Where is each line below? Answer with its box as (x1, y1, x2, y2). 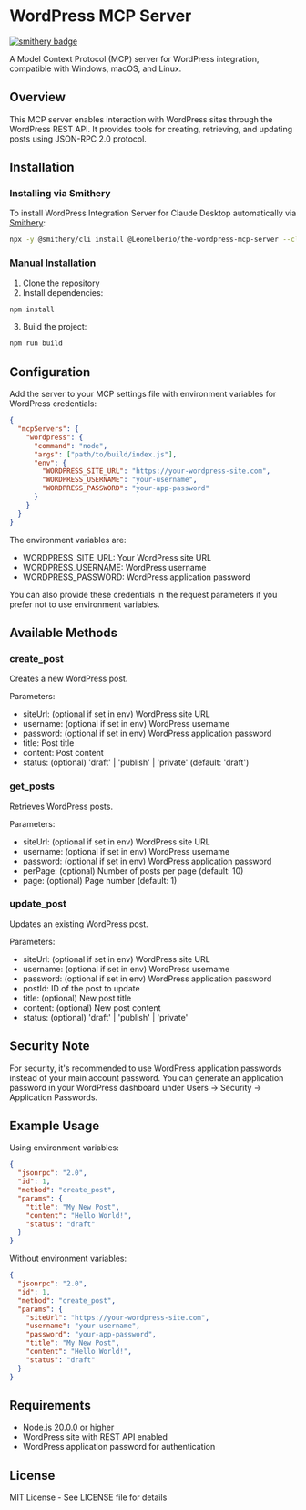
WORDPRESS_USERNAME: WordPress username (22, 561, 207, 572)
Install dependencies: (22, 287, 104, 298)
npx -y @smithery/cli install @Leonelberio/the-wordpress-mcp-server (9, 235, 280, 245)
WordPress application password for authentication (22, 1442, 216, 1452)
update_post (9, 897, 66, 910)
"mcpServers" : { (17, 425, 79, 434)
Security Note (9, 1038, 90, 1054)
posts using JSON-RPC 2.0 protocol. (9, 133, 148, 144)
